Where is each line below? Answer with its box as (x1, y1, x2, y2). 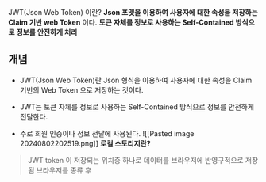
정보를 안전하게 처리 (16, 28, 78, 36)
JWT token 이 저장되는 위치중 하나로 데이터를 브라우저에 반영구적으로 (27, 155, 244, 165)
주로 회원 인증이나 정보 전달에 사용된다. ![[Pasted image (19, 128, 195, 138)
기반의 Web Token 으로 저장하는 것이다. (19, 85, 145, 94)
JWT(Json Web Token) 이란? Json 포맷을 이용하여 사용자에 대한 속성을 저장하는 (8, 8, 258, 17)
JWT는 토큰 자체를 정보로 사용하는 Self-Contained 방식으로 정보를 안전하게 (19, 102, 254, 112)
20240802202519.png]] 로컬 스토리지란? (19, 138, 151, 148)
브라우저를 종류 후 (36, 165, 92, 175)
